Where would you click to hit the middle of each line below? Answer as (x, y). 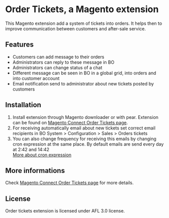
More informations (35, 170)
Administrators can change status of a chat (57, 67)
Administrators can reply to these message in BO (63, 62)
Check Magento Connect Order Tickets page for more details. (69, 183)
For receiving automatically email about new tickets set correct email (84, 128)
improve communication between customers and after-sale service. (76, 28)
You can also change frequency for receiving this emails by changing (84, 139)
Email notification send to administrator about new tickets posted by (83, 83)
